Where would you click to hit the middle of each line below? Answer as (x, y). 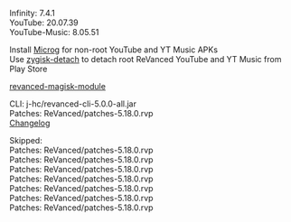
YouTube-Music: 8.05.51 (54, 32)
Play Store (28, 69)
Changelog (30, 123)
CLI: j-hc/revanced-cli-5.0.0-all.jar (73, 104)
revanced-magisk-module (58, 86)
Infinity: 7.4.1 (33, 13)
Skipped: (26, 140)
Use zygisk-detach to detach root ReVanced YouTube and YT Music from (145, 59)
